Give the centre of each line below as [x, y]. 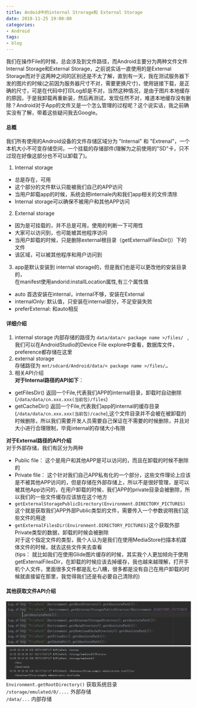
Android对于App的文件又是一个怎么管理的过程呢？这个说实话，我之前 [100, 105]
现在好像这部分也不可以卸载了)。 [51, 156]
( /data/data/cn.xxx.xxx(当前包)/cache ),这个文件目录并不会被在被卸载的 [100, 413]
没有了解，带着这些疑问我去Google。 [56, 112]
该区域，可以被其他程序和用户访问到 [58, 255]
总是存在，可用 [33, 180]
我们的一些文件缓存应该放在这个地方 [63, 497]
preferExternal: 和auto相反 [46, 309]
